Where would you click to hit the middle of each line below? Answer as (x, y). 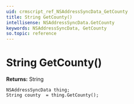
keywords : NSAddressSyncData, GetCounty (57, 28)
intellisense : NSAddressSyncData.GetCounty (61, 22)
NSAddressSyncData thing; (38, 90)
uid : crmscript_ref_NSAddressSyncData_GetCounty (67, 12)
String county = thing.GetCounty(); (53, 95)
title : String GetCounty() (39, 17)
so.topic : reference (32, 34)
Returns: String (25, 79)
